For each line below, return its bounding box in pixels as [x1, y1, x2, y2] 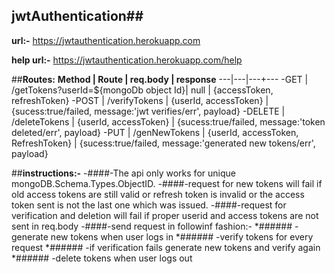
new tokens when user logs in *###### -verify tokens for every [50, 230, 314, 243]
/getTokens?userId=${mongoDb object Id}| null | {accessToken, [11, 84, 274, 96]
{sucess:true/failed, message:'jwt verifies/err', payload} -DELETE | [11, 105, 286, 117]
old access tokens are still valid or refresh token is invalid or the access [11, 188, 305, 200]
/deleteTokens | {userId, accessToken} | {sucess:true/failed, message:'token [11, 115, 326, 128]
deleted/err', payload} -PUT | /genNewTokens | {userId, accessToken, [11, 126, 299, 138]
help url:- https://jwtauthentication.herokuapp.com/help [11, 54, 243, 66]
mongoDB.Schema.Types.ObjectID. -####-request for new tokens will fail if [11, 177, 323, 189]
